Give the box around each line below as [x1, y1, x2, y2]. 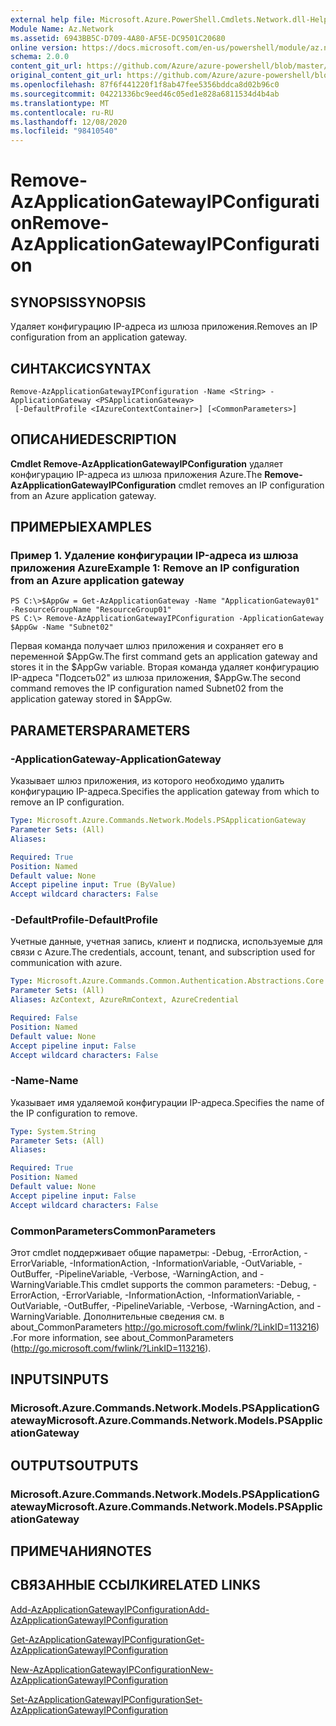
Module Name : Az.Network [10, 24, 114, 34]
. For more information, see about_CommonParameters [10, 1332, 234, 1344]
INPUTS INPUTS [10, 1371, 110, 1388]
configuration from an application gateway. [10, 331, 188, 343]
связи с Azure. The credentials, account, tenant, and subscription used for [10, 946, 316, 958]
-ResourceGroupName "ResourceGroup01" [10, 605, 172, 615]
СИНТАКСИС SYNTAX [10, 360, 152, 377]
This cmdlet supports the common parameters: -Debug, [80, 1279, 311, 1291]
